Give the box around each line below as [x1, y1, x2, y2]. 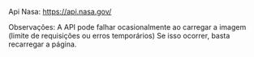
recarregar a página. [8, 39, 77, 49]
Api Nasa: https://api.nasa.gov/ [8, 7, 112, 16]
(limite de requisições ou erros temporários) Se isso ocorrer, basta [8, 31, 230, 40]
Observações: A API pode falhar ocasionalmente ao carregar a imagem [8, 22, 247, 31]
